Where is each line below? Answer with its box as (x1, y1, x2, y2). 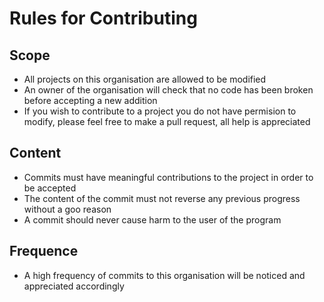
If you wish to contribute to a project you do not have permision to (23, 105, 297, 117)
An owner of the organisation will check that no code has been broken (23, 84, 314, 96)
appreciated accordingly (23, 280, 125, 292)
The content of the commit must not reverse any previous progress (23, 192, 301, 204)
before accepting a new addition (23, 95, 158, 106)
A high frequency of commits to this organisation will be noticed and (23, 269, 306, 281)
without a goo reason (23, 203, 112, 215)
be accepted (23, 182, 77, 194)
